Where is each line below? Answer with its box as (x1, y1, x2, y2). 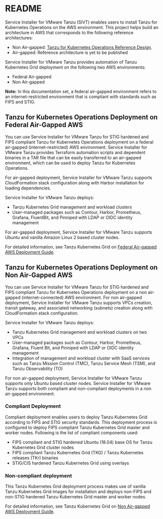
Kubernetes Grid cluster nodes (12, 444, 74, 450)
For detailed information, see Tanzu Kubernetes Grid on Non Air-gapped (5, 503, 150, 509)
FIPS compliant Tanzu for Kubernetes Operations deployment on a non (5, 289, 147, 295)
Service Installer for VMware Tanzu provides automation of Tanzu (5, 59, 137, 65)
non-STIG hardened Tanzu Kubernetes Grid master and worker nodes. (5, 494, 146, 500)
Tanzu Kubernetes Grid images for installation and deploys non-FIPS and (5, 489, 152, 494)
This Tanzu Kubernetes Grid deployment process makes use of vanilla (5, 484, 146, 490)
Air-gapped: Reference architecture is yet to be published (12, 50, 128, 55)
